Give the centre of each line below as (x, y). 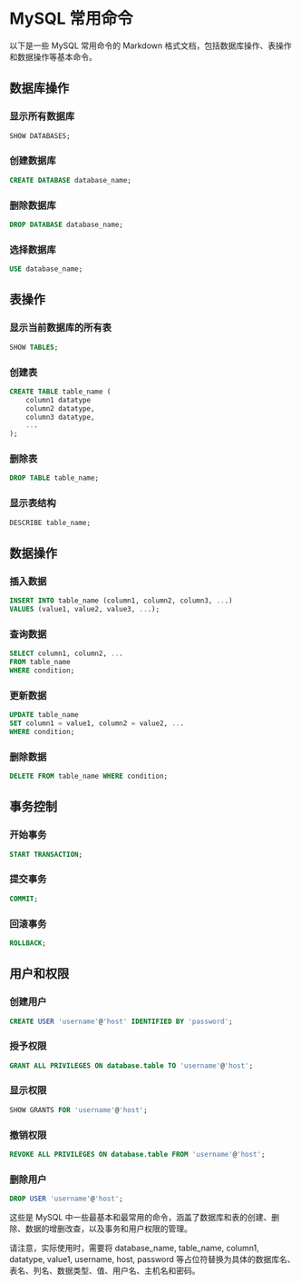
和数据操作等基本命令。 (53, 56)
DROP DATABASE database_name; (67, 224)
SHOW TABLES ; (34, 347)
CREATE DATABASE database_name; (70, 180)
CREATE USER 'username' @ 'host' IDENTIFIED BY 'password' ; (121, 1021)
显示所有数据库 (42, 116)
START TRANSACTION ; (46, 854)
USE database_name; (46, 269)
